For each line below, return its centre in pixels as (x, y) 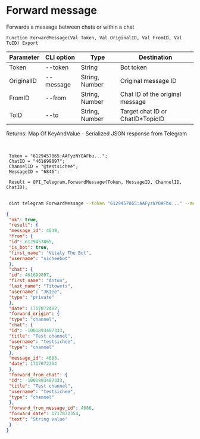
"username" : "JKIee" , (35, 292)
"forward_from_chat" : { (38, 375)
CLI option (60, 57)
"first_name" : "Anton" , (38, 281)
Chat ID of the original (151, 94)
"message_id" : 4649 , (34, 231)
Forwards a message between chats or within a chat (70, 27)
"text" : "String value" (38, 419)
